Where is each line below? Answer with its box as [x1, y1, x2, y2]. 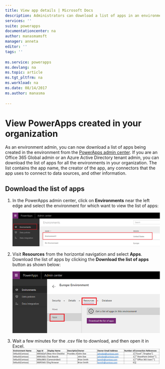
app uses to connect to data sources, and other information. [5, 170, 127, 176]
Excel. [12, 343, 25, 349]
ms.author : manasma [5, 91, 45, 96]
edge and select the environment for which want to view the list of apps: [12, 203, 159, 209]
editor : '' [5, 44, 27, 49]
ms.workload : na [5, 80, 38, 85]
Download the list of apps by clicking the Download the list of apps [12, 256, 149, 262]
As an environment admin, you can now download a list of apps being [5, 144, 146, 150]
